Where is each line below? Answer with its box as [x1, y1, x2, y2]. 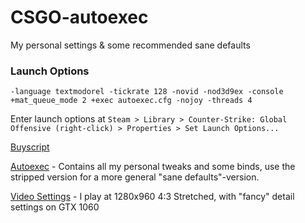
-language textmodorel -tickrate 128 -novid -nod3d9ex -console [10, 87, 284, 97]
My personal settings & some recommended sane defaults [10, 39, 251, 51]
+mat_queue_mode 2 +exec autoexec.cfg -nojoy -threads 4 [10, 96, 253, 106]
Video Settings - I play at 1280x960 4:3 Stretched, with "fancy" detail [10, 191, 295, 203]
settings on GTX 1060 [10, 201, 100, 213]
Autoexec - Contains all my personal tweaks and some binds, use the [10, 161, 296, 173]
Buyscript [10, 141, 50, 153]
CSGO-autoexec [10, 6, 149, 29]
